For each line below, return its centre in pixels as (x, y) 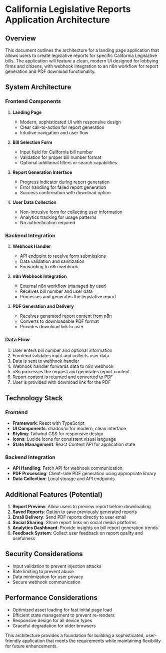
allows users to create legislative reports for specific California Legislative (81, 55)
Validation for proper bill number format (60, 157)
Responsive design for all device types (52, 620)
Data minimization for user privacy (48, 577)
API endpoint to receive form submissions (63, 256)
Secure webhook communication (46, 582)
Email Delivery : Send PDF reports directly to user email (69, 517)
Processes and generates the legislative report (68, 296)
